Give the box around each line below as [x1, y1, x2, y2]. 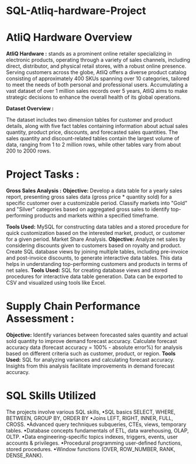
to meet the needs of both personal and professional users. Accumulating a [6, 81, 188, 88]
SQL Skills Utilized [6, 389, 97, 403]
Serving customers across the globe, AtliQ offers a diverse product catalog [6, 69, 187, 76]
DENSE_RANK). [6, 452, 44, 459]
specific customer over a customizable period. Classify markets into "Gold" [6, 200, 188, 207]
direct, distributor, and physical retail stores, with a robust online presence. [6, 63, 187, 70]
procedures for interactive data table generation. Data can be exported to [6, 273, 183, 280]
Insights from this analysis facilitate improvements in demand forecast [6, 362, 175, 369]
